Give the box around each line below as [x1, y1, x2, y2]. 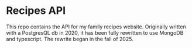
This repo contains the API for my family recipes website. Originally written [6, 23, 186, 30]
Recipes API [6, 4, 66, 17]
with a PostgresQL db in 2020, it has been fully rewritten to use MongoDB [6, 29, 184, 36]
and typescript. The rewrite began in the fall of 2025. [6, 35, 133, 42]
